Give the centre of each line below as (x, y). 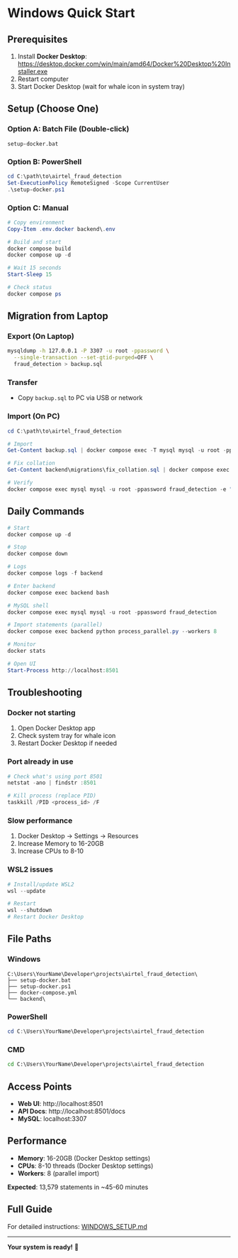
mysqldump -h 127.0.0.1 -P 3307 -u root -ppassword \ (89, 351)
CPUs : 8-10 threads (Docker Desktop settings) (85, 1166)
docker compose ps (34, 294)
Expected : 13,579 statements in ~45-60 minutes (78, 1187)
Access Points (40, 1086)
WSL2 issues (30, 869)
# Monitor (22, 644)
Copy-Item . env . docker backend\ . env (61, 229)
